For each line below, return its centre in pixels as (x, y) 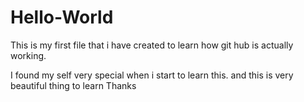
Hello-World (62, 17)
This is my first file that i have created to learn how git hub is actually (152, 45)
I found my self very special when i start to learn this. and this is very (152, 75)
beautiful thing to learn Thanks (73, 85)
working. (28, 55)
